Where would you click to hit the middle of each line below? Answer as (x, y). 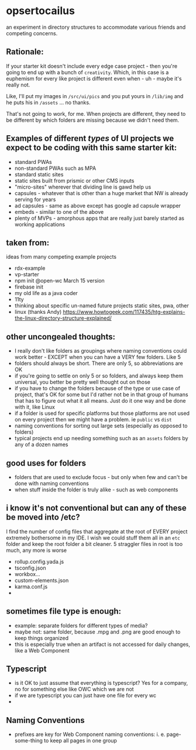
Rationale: (25, 52)
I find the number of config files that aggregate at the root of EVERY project (97, 531)
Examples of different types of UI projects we (90, 138)
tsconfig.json (30, 568)
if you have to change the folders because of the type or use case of (97, 389)
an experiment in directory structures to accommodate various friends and (96, 27)
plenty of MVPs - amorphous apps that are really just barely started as (99, 218)
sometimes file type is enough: (64, 612)
